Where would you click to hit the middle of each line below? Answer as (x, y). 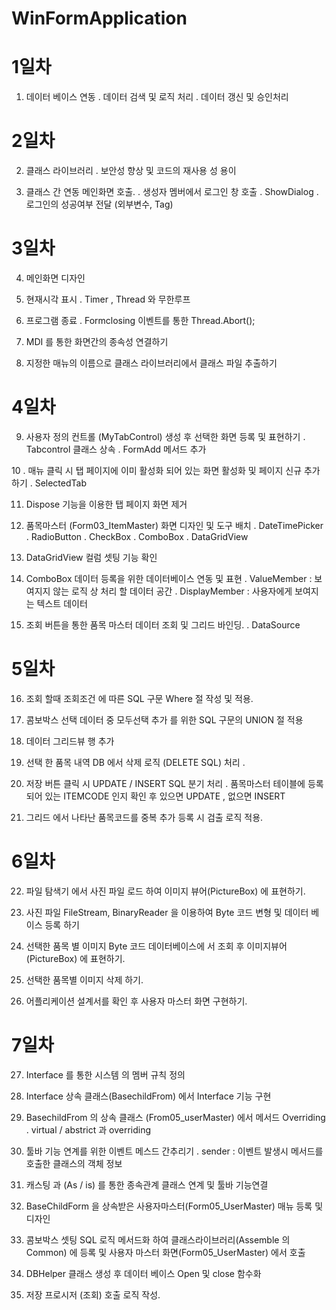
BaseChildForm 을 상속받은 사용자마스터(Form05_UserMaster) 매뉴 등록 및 (174, 1206)
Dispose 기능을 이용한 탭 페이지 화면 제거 (106, 504)
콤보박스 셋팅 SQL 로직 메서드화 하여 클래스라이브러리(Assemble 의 (158, 1239)
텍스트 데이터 (62, 603)
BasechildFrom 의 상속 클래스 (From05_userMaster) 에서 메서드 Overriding (175, 1117)
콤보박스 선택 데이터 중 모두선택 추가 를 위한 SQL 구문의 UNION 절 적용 (164, 719)
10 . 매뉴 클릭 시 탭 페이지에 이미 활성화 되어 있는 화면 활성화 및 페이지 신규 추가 (166, 470)
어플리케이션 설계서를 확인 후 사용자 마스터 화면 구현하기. (136, 1001)
